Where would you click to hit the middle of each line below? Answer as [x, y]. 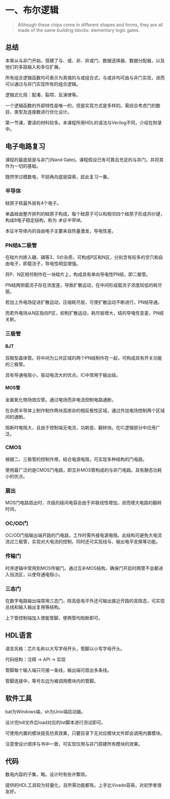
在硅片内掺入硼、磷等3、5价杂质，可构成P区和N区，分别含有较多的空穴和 [82, 257]
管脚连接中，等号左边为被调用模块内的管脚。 [52, 681]
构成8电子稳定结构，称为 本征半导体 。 [45, 220]
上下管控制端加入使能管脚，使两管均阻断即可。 [54, 618]
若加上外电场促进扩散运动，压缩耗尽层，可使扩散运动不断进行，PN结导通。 [84, 302]
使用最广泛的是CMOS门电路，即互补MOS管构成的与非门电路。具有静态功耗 [83, 470]
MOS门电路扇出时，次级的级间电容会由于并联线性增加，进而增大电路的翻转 [83, 503]
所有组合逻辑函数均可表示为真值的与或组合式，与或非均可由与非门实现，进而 [85, 78]
